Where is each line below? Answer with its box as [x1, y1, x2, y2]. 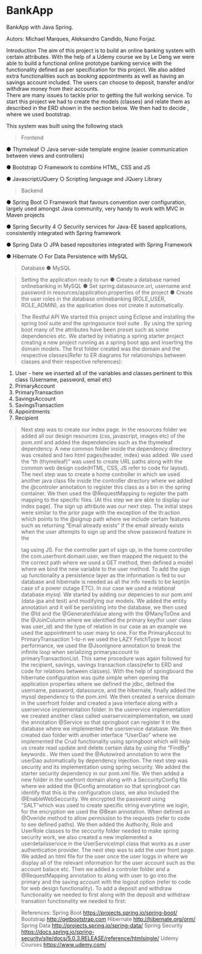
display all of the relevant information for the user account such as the [20, 859, 195, 866]
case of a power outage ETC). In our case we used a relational [20, 584, 176, 592]
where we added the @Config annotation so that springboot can [20, 782, 180, 789]
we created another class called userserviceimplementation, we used [20, 712, 194, 719]
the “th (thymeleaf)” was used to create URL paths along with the [20, 457, 183, 465]
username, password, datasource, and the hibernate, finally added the [20, 686, 195, 694]
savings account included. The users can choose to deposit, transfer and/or [6, 79, 194, 86]
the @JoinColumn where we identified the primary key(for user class [20, 616, 192, 623]
